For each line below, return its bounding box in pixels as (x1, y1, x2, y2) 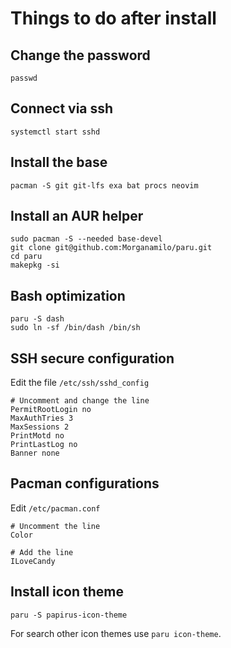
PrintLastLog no (10, 440, 78, 450)
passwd (10, 73, 38, 83)
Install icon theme (10, 583, 125, 601)
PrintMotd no (10, 431, 65, 441)
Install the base (10, 154, 108, 171)
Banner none (10, 448, 60, 459)
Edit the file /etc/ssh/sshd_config (10, 377, 150, 389)
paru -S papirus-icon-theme (10, 610, 128, 620)
